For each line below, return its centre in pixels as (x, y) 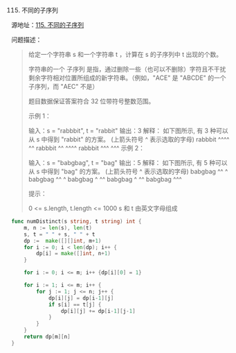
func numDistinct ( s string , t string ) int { (76, 221)
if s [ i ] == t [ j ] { (75, 304)
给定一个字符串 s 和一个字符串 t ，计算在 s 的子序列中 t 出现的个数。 (125, 54)
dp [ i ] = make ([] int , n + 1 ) (74, 254)
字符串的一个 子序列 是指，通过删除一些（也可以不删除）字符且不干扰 (127, 69)
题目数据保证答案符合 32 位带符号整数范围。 (91, 101)
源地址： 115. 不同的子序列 (48, 25)
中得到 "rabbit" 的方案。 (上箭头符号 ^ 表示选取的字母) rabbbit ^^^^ (135, 139)
